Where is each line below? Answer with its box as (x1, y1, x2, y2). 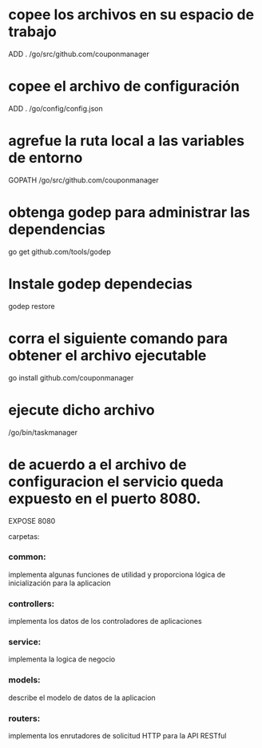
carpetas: (8, 531, 40, 541)
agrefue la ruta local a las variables (8, 132, 245, 150)
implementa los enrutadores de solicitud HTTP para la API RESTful (8, 730, 227, 740)
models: (8, 674, 42, 686)
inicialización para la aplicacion (8, 578, 111, 588)
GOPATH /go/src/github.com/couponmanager (8, 175, 160, 185)
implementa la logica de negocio (8, 654, 116, 664)
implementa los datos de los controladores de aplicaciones (8, 617, 202, 626)
